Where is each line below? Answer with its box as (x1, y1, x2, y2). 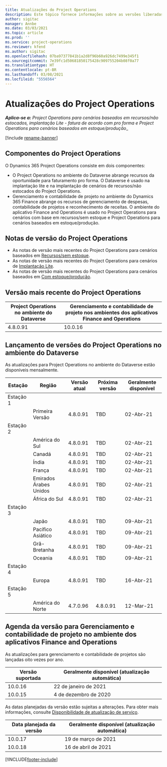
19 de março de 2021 (64, 735, 116, 742)
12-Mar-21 (125, 602, 154, 609)
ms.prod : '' (5, 35, 30, 40)
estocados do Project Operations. (12, 188, 82, 194)
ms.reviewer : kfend (5, 44, 46, 49)
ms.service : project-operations (5, 40, 72, 45)
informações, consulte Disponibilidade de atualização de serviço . (5, 709, 139, 715)
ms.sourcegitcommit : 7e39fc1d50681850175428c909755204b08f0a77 (5, 58, 139, 63)
